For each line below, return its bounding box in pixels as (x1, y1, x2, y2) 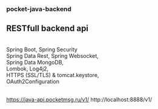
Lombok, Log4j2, (6, 65, 49, 72)
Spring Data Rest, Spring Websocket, (6, 52, 99, 59)
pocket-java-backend (6, 5, 71, 13)
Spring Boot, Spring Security (6, 46, 77, 53)
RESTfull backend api (6, 23, 89, 34)
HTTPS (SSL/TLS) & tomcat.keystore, (6, 71, 99, 78)
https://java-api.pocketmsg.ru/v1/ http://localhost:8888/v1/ (6, 96, 153, 103)
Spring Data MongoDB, (6, 58, 64, 66)
